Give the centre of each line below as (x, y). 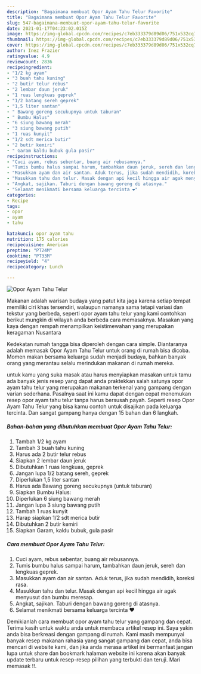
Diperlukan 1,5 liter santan (47, 479)
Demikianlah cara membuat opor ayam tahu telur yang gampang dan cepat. (100, 621)
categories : (21, 195)
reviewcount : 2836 (30, 62)
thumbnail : (20, 39)
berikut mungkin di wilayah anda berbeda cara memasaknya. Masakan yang (100, 320)
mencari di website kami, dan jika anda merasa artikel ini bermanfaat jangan (100, 647)
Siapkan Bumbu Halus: (43, 492)
